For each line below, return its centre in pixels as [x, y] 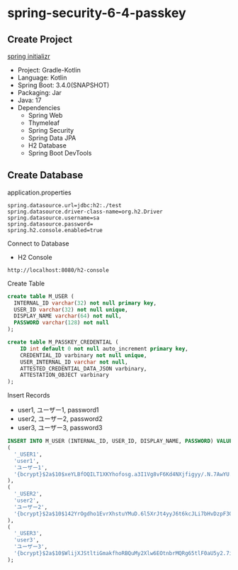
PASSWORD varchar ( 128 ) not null [62, 323]
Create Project [40, 39]
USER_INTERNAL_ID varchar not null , [74, 362]
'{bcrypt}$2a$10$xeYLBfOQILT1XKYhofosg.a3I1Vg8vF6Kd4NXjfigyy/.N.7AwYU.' [125, 474]
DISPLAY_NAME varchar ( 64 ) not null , [68, 316]
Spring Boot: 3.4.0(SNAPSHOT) [63, 85]
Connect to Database [38, 243]
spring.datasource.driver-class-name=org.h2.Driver [85, 212]
